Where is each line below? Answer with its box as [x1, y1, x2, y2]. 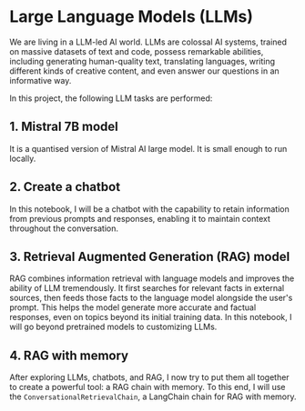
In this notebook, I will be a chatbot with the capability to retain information [9, 203, 290, 215]
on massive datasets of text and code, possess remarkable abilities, [9, 45, 264, 56]
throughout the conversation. [9, 223, 118, 234]
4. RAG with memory [9, 347, 129, 363]
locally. [9, 153, 36, 164]
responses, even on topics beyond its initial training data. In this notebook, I [9, 312, 292, 323]
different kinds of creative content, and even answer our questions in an [9, 65, 280, 76]
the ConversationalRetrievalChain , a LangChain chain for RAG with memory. [9, 391, 297, 402]
